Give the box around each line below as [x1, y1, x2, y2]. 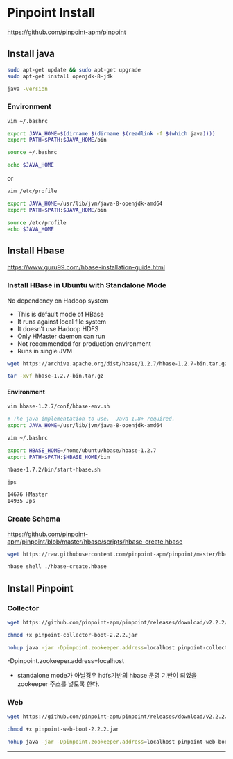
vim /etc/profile [7, 187, 58, 195]
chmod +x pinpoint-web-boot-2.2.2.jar [7, 726, 119, 733]
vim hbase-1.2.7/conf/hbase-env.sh [7, 403, 110, 410]
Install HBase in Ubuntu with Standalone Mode [7, 281, 167, 290]
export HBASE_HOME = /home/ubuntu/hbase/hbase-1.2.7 [7, 447, 157, 454]
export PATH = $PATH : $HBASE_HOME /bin [7, 453, 110, 460]
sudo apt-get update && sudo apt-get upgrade [7, 66, 141, 74]
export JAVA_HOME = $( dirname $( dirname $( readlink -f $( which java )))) [7, 130, 216, 137]
